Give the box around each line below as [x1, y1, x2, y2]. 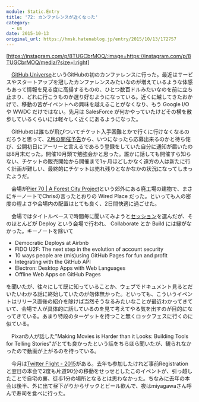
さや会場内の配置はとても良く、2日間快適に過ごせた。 [26, 200, 160, 207]
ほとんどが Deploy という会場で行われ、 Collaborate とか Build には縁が [11, 220, 187, 227]
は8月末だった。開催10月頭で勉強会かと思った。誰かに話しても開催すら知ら [6, 151, 192, 157]
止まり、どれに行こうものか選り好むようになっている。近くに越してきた [6, 93, 182, 100]
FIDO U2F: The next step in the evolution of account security [14, 245, 164, 253]
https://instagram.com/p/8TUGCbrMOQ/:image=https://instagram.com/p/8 [8, 53, 191, 59]
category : [6, 20, 31, 25]
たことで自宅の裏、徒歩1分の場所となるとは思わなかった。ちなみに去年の [6, 375, 185, 382]
